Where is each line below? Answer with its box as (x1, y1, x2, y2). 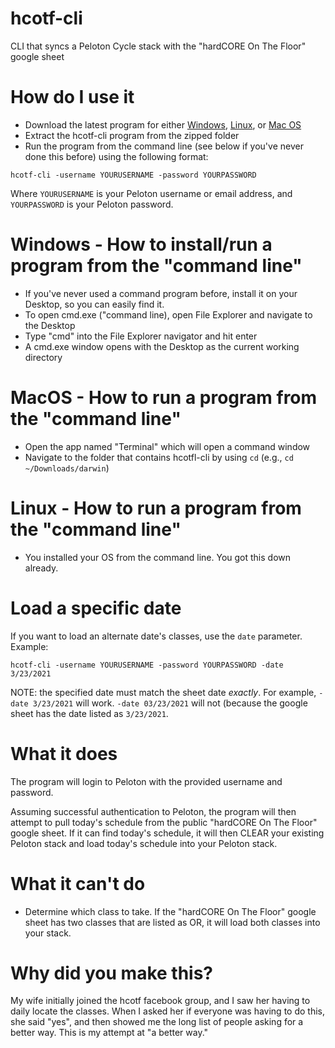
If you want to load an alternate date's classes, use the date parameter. (10, 630, 303, 642)
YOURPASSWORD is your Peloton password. (10, 198, 174, 210)
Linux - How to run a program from (10, 497, 302, 519)
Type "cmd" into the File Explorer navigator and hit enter (24, 330, 258, 342)
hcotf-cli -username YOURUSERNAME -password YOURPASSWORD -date (10, 660, 284, 670)
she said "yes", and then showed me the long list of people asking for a (10, 1016, 304, 1028)
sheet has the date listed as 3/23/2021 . (10, 707, 169, 719)
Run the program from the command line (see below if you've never (24, 140, 304, 152)
